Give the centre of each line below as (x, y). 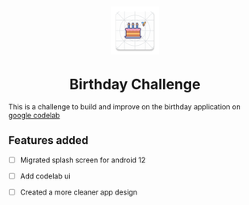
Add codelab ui (45, 176)
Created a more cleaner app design (79, 192)
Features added (49, 140)
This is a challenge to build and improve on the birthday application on (124, 106)
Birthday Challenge (135, 85)
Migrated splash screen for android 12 (83, 160)
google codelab (34, 115)
